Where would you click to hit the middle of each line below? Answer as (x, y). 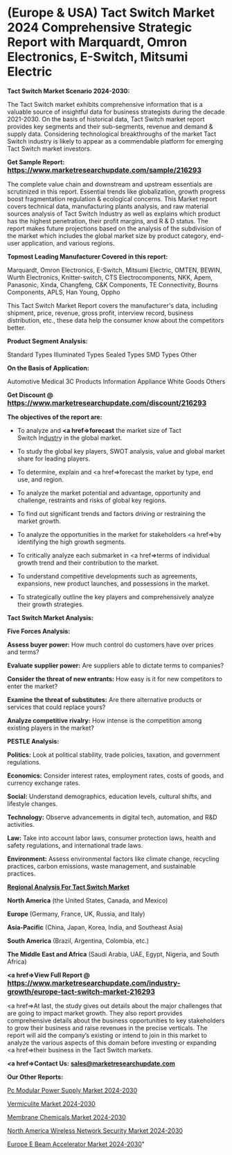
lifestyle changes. (32, 803)
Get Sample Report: (36, 162)
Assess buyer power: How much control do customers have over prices (110, 644)
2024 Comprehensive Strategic (100, 27)
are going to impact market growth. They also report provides (95, 1013)
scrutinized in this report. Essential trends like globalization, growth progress (116, 191)
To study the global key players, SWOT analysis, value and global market (121, 451)
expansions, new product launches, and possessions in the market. (113, 583)
